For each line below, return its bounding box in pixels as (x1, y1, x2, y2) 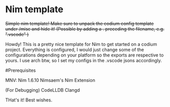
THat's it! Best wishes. (5, 97, 53, 103)
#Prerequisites (5, 67, 36, 73)
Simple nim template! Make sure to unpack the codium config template (5, 20, 154, 26)
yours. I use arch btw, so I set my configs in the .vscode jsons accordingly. (5, 57, 162, 63)
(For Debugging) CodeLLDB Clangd (5, 87, 80, 93)
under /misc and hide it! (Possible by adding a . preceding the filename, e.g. (5, 25, 165, 32)
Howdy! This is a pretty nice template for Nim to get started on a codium (5, 41, 157, 47)
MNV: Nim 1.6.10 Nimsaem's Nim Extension (5, 77, 95, 83)
